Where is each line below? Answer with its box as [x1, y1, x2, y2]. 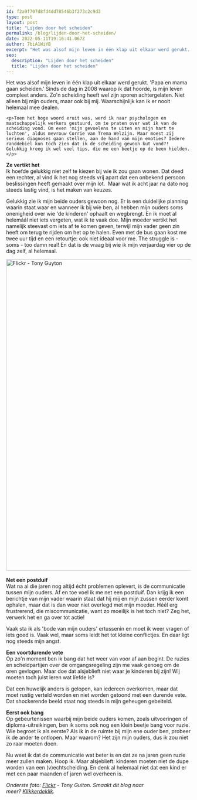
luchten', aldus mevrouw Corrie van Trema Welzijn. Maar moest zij [6, 131, 175, 137]
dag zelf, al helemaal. [6, 247, 57, 255]
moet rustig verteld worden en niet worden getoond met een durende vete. [6, 692, 187, 699]
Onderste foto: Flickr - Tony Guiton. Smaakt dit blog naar [6, 782, 144, 789]
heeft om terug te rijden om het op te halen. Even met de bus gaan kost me [6, 229, 187, 236]
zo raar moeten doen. [6, 740, 59, 747]
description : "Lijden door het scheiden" [11, 57, 114, 63]
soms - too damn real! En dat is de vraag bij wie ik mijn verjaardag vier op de [6, 241, 191, 248]
